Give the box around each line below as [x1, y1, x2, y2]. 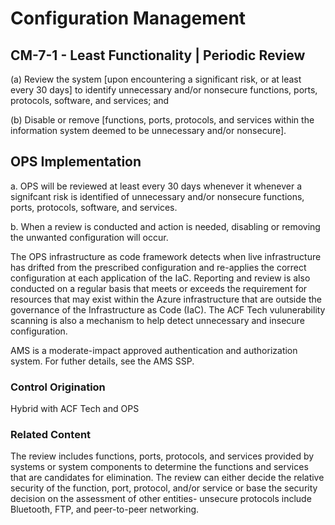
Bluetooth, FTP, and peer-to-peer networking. [10, 503, 200, 516]
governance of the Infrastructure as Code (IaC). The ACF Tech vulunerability [10, 303, 326, 316]
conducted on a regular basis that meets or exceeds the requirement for [10, 282, 308, 294]
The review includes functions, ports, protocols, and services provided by [10, 450, 315, 462]
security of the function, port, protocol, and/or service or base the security [10, 482, 318, 494]
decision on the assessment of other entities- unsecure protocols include [10, 493, 312, 505]
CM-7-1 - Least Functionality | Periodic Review [10, 47, 306, 64]
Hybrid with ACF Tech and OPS [10, 403, 140, 415]
